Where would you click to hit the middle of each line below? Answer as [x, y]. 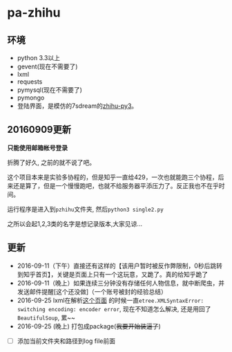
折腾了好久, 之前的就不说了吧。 [51, 162]
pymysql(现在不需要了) [50, 90]
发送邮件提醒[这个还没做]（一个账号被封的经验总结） [92, 291]
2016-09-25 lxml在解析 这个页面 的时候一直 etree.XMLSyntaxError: [110, 300]
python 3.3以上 [39, 58]
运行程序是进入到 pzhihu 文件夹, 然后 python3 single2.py [85, 209]
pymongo [31, 98]
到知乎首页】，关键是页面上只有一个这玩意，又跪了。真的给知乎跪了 [113, 274]
